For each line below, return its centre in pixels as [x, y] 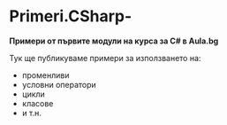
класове [38, 103]
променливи [45, 75]
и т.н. [31, 113]
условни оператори [59, 84]
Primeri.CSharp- [71, 16]
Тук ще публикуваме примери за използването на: [105, 58]
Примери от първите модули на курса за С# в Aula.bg [114, 41]
